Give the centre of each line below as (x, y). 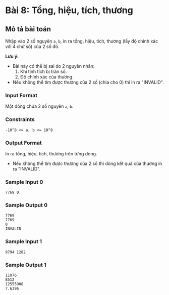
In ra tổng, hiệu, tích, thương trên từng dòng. (51, 153)
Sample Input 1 (23, 241)
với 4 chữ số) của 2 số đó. (32, 47)
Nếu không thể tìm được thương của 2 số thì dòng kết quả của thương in (87, 163)
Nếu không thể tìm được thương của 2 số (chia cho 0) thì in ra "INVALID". (88, 82)
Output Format (23, 143)
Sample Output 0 (26, 205)
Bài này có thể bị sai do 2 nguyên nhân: (53, 66)
